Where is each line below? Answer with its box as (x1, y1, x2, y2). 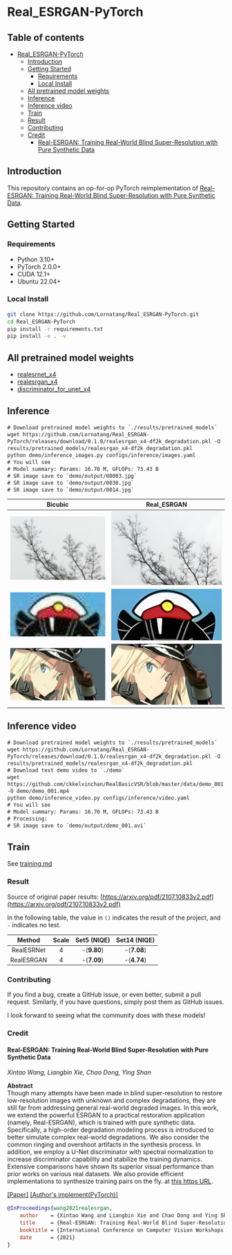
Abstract (7, 1081, 33, 1090)
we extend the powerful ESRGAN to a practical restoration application (7, 1111, 205, 1119)
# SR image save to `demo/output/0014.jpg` (7, 486, 135, 493)
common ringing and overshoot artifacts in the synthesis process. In (7, 1140, 202, 1149)
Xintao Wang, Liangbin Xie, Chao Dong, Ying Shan (7, 1068, 152, 1077)
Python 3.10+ (17, 255, 55, 263)
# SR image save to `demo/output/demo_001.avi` (7, 822, 147, 830)
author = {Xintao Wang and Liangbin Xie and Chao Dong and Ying (19, 1212, 217, 1219)
